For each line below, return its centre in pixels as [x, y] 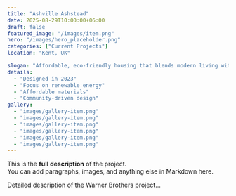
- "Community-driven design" [56, 98]
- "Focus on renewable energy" [59, 85]
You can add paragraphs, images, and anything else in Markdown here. [111, 171]
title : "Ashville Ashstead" [48, 14]
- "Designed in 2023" [45, 79]
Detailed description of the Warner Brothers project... [84, 185]
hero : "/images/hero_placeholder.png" [64, 40]
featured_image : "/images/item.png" [61, 33]
